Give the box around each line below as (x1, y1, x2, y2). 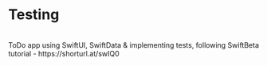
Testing (8, 6, 60, 24)
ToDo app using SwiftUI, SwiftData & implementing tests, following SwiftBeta (8, 40, 260, 49)
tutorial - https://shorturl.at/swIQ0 (8, 49, 120, 58)
